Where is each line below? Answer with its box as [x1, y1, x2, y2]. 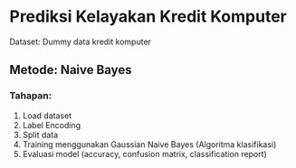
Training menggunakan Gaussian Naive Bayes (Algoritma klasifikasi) [22, 138, 277, 150]
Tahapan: [9, 89, 53, 102]
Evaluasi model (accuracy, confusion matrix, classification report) [22, 148, 267, 159]
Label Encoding [22, 119, 81, 130]
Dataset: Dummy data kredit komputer [9, 36, 152, 47]
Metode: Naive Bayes [9, 62, 133, 78]
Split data [22, 129, 59, 140]
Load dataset [22, 110, 72, 121]
